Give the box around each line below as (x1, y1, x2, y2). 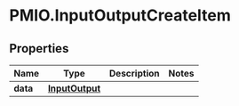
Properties (9, 41, 69, 56)
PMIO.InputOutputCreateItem (9, 5, 231, 26)
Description (109, 68, 160, 79)
